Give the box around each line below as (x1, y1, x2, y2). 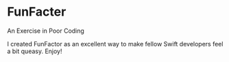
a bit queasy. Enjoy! (7, 47, 62, 55)
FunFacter (7, 4, 67, 20)
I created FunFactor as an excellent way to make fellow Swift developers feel (7, 40, 224, 48)
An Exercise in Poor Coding (7, 27, 84, 35)
